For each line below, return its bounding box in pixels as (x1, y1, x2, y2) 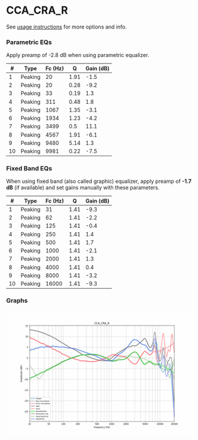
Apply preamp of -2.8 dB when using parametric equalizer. (6, 52, 149, 59)
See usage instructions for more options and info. (6, 23, 127, 30)
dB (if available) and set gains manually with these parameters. (6, 184, 160, 191)
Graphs (6, 296, 28, 305)
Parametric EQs (6, 38, 52, 46)
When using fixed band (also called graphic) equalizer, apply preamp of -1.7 (6, 178, 191, 185)
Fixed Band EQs (6, 164, 52, 172)
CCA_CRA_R (6, 4, 68, 17)
